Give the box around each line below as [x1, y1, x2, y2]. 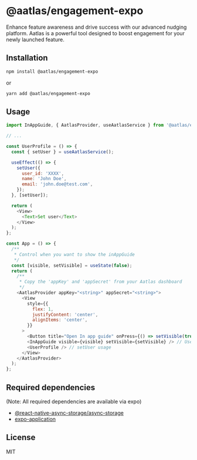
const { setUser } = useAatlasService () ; [11, 148, 114, 155]
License [6, 432, 36, 442]
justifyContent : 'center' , [32, 312, 98, 317]
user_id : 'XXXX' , [21, 170, 64, 177]
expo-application [14, 415, 56, 422]
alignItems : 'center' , [32, 317, 88, 323]
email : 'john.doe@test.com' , [21, 181, 93, 187]
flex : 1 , [32, 306, 54, 312]
